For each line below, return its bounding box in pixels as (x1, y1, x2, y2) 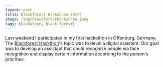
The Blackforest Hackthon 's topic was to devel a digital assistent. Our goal (5, 40, 159, 46)
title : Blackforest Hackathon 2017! (5, 12, 82, 17)
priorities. (5, 56, 25, 62)
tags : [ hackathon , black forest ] (5, 21, 75, 26)
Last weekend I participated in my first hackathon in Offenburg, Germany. (5, 35, 157, 41)
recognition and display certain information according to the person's (5, 51, 149, 57)
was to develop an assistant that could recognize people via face (5, 45, 139, 51)
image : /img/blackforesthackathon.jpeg (5, 16, 89, 21)
